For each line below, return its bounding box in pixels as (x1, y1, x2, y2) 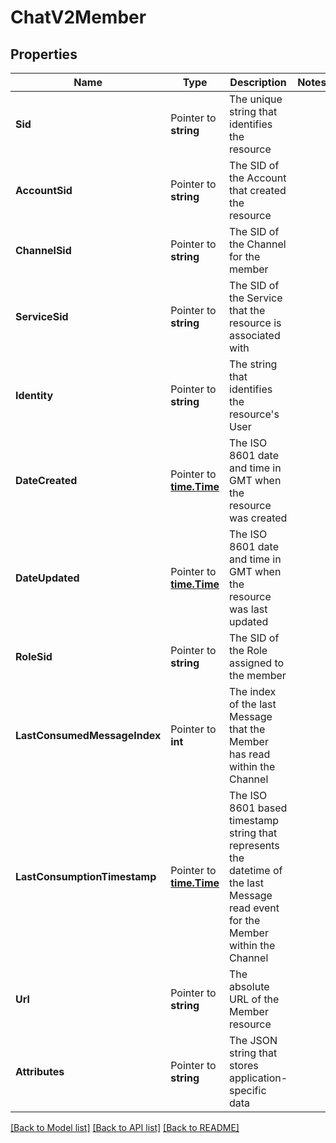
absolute (229, 980, 270, 993)
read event (229, 901, 280, 915)
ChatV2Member (10, 6, 147, 29)
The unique (229, 92, 283, 106)
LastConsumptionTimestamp (15, 870, 157, 883)
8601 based (229, 801, 288, 815)
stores (229, 1059, 259, 1072)
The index (229, 685, 277, 698)
